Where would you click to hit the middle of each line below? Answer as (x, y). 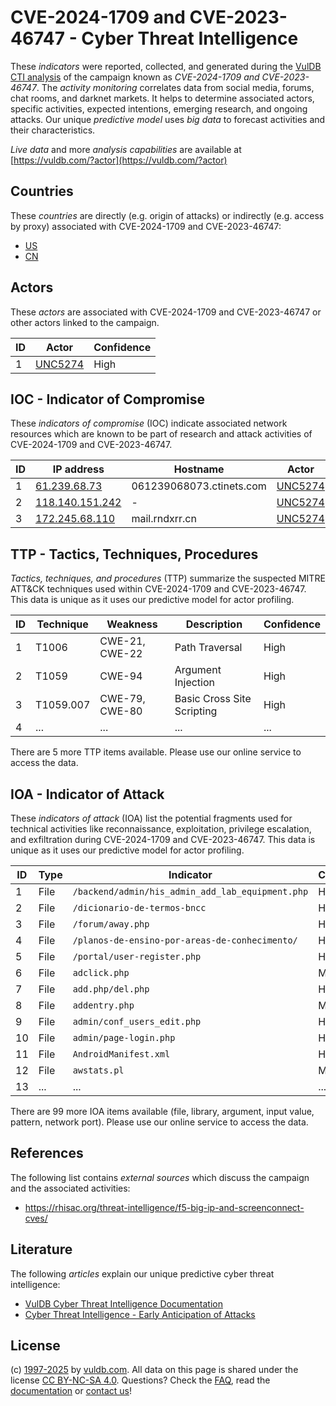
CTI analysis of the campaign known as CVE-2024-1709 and (135, 77)
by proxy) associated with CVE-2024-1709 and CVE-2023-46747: (146, 226)
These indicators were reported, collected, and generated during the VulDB (166, 66)
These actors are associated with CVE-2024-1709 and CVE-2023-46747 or (166, 312)
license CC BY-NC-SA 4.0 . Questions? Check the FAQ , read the (140, 1380)
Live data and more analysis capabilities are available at (126, 149)
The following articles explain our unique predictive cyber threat (142, 1273)
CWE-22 (121, 654)
